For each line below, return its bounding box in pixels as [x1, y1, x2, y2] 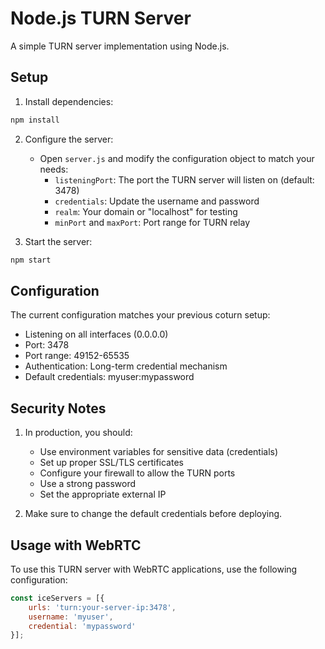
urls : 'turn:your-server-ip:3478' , [28, 602, 177, 612]
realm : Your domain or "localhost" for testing [54, 205, 238, 217]
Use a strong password [39, 478, 137, 490]
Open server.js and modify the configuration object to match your [39, 152, 315, 164]
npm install [10, 115, 60, 125]
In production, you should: [24, 427, 133, 439]
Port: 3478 [24, 339, 70, 351]
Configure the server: [24, 133, 114, 145]
